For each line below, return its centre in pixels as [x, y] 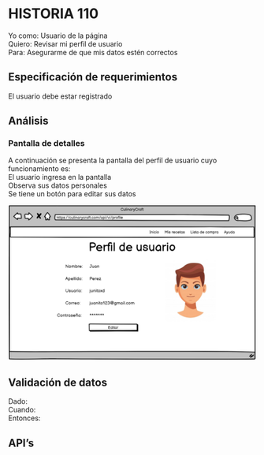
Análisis [28, 121]
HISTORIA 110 [54, 14]
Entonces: [24, 418]
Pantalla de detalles [46, 144]
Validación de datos [58, 382]
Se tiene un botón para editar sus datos [72, 194]
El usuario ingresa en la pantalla [60, 177]
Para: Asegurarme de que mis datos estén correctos [93, 52]
